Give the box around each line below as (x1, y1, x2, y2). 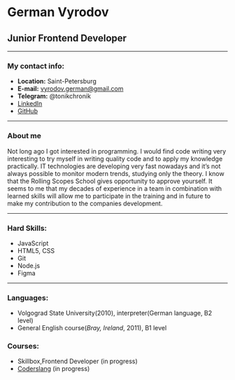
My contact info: (7, 61, 65, 71)
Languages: (7, 292, 49, 302)
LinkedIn (17, 100, 43, 108)
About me (7, 131, 42, 141)
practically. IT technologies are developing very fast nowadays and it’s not (7, 162, 221, 170)
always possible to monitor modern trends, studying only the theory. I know (7, 169, 225, 177)
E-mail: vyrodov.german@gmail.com (17, 85, 124, 93)
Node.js (17, 261, 41, 270)
